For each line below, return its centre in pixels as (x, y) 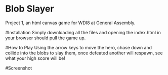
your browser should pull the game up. (46, 38)
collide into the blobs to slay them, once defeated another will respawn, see (84, 53)
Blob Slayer (30, 9)
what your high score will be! (35, 58)
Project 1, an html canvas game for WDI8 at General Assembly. (70, 23)
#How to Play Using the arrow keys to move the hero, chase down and (79, 47)
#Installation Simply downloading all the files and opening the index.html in (83, 32)
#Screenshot (19, 68)
